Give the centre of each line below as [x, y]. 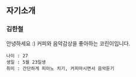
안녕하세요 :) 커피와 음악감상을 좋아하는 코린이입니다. [68, 43]
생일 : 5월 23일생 [26, 62]
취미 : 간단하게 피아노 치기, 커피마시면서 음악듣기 [60, 68]
